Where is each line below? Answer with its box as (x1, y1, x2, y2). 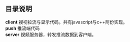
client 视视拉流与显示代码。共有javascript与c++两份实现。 (5, 19, 128, 25)
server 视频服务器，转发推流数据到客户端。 (5, 31, 96, 37)
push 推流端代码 (5, 25, 40, 31)
